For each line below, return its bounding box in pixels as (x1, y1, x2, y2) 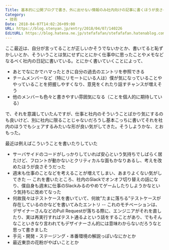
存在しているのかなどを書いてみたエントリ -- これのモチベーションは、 (12, 202, 160, 207)
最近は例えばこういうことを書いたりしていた (5, 141, 98, 146)
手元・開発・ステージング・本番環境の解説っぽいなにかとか (12, 233, 136, 239)
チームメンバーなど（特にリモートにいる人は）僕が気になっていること (12, 75, 158, 81)
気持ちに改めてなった (17, 189, 61, 195)
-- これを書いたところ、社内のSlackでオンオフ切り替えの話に (27, 176, 154, 182)
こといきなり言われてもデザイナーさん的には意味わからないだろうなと (17, 220, 162, 226)
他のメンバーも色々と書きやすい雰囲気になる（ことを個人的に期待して (12, 94, 158, 100)
